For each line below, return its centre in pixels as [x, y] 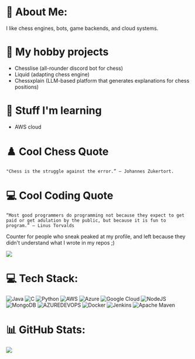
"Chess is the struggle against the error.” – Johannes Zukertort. [90, 171]
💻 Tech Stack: [42, 278]
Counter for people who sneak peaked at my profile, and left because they [96, 236]
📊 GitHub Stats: [46, 329]
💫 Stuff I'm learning [54, 111]
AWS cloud [28, 127]
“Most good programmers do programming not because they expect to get [95, 215]
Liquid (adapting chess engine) [52, 74]
